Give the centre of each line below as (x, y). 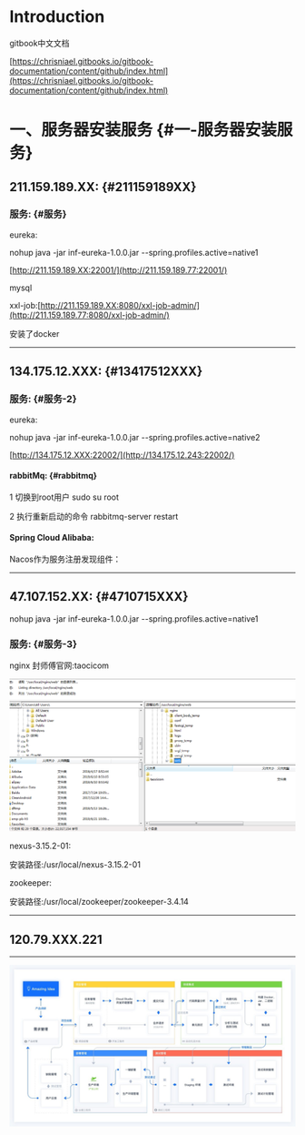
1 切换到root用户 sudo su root (64, 497)
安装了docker (34, 333)
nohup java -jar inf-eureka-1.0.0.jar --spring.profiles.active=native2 (135, 437)
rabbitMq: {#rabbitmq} (54, 476)
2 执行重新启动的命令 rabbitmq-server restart (94, 516)
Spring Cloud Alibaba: (52, 538)
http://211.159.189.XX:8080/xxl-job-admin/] (120, 305)
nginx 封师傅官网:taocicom (59, 665)
